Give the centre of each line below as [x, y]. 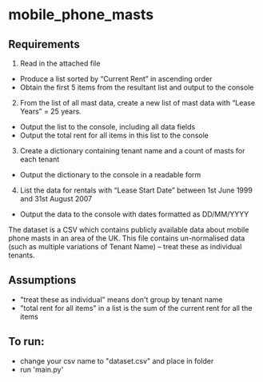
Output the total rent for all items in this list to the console [114, 135]
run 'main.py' [42, 369]
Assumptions [42, 280]
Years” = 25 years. [50, 111]
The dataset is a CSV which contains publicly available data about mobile [129, 230]
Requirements [44, 44]
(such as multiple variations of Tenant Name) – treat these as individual [125, 247]
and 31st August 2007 [56, 199]
